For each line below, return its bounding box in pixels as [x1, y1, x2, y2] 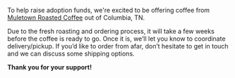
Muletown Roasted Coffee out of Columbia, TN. [7, 13, 145, 22]
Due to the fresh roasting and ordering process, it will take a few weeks [7, 27, 215, 35]
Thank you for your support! [7, 63, 92, 71]
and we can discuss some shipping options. [7, 49, 135, 58]
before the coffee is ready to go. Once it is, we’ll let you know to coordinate [7, 34, 226, 43]
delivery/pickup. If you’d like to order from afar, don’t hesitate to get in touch [7, 42, 229, 50]
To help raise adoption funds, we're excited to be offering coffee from [7, 6, 210, 14]
